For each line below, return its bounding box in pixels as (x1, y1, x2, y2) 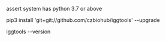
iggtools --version (6, 28, 51, 35)
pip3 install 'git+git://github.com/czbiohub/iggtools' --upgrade (6, 17, 160, 23)
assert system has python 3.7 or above (6, 5, 102, 12)
